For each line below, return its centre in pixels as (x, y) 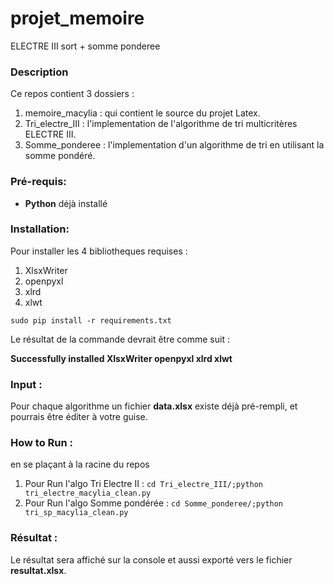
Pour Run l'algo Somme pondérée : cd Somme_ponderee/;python (154, 503)
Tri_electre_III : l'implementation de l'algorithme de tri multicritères (161, 124)
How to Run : (42, 443)
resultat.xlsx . (38, 570)
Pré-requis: (38, 182)
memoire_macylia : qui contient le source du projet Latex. (142, 113)
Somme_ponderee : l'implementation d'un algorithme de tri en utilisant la (174, 145)
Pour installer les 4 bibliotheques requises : (99, 251)
